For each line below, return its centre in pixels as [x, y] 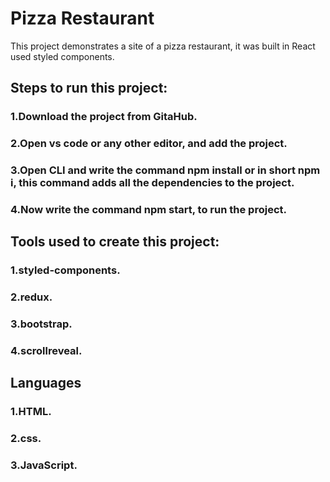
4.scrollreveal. [46, 351]
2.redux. [31, 297]
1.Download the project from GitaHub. [104, 117]
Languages [46, 383]
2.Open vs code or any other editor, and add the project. [149, 144]
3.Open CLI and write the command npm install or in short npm [165, 170]
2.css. [26, 439]
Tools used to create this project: [115, 242]
